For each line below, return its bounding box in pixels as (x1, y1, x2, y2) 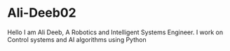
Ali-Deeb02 (7, 5, 76, 21)
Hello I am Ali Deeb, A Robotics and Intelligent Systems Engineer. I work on (7, 28, 223, 36)
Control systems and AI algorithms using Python (7, 35, 147, 43)
